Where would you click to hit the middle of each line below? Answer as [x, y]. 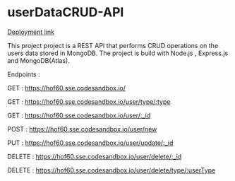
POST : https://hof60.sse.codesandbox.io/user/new [82, 129]
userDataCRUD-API [66, 12]
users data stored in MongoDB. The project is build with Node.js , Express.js [118, 53]
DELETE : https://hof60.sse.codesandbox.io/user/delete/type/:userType [112, 170]
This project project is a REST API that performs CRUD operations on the [113, 45]
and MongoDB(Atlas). [39, 60]
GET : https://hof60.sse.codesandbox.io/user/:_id [79, 115]
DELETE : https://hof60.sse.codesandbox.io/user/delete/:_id [95, 156]
